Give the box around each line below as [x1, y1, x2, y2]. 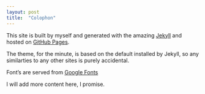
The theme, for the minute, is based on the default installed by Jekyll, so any [6, 50, 199, 57]
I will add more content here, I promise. [6, 80, 105, 88]
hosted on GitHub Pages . [6, 38, 70, 45]
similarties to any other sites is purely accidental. [6, 57, 130, 64]
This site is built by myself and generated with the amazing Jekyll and [6, 31, 182, 39]
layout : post [6, 9, 40, 15]
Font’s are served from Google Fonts [6, 68, 99, 76]
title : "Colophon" [6, 15, 56, 21]
